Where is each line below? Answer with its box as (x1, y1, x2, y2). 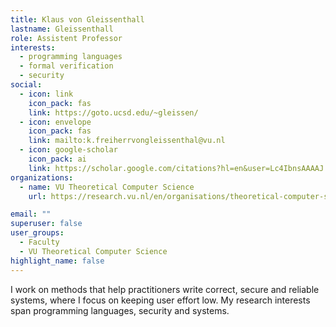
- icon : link (19, 89, 74, 99)
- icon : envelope (19, 117, 92, 127)
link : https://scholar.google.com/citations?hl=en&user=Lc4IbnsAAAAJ (28, 163, 325, 173)
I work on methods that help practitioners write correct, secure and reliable (10, 283, 320, 295)
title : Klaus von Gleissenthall (10, 14, 145, 25)
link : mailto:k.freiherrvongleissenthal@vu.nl (28, 136, 226, 146)
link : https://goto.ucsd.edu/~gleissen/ (28, 107, 199, 118)
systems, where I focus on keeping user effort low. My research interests (10, 294, 311, 306)
